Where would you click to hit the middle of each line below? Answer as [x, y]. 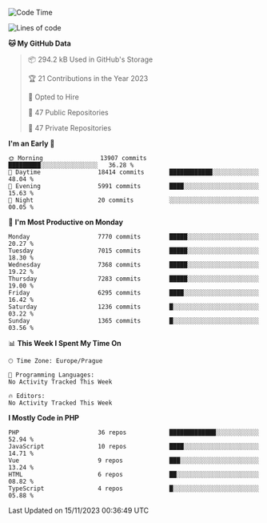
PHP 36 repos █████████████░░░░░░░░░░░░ [134, 432]
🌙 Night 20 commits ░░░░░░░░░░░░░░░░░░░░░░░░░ [134, 200]
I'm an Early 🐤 [32, 143]
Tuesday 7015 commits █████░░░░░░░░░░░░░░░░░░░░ [134, 251]
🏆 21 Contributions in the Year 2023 [88, 78]
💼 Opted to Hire [54, 97]
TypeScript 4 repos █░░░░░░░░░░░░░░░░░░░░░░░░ [134, 489]
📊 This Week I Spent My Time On [65, 343]
